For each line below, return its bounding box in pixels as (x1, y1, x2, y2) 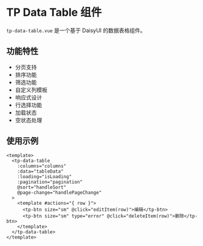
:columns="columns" (17, 163, 67, 169)
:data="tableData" (17, 168, 64, 175)
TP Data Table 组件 (6, 5, 102, 19)
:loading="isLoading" (17, 173, 72, 179)
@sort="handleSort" (17, 184, 67, 190)
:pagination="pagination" (17, 179, 83, 185)
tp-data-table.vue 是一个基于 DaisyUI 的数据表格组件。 (6, 27, 146, 34)
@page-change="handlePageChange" (17, 189, 102, 196)
